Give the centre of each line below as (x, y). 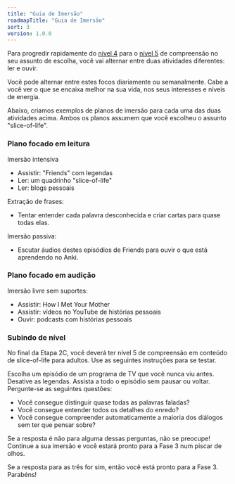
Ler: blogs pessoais (46, 188)
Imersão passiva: (32, 236)
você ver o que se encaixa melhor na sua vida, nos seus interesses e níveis (116, 89)
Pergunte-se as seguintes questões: (60, 389)
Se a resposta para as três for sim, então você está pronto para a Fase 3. (113, 467)
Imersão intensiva (33, 159)
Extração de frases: (36, 201)
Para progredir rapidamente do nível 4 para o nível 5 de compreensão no (113, 53)
